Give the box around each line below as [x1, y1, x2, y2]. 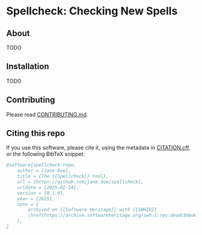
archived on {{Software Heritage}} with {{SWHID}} [28, 207, 158, 213]
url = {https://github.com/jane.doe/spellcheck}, [17, 179, 144, 185]
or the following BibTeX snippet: [6, 150, 85, 157]
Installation [6, 61, 49, 72]
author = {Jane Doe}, [17, 168, 71, 174]
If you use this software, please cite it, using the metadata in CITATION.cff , [6, 144, 191, 151]
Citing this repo [6, 128, 65, 139]
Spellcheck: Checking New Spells [6, 4, 178, 18]
